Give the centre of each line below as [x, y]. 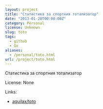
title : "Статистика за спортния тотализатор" [52, 14]
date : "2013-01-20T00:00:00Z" [36, 18]
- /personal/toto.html [32, 55]
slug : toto [16, 32]
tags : [10, 37]
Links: [11, 92]
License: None [19, 83]
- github [18, 41]
